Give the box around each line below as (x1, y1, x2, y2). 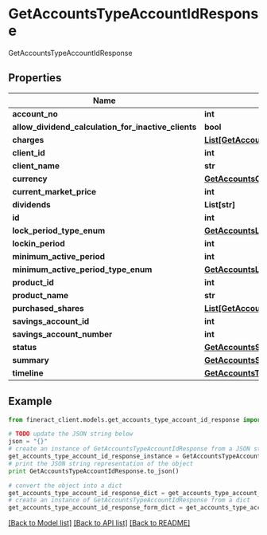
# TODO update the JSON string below (8, 430, 133, 439)
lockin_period (12, 238, 65, 249)
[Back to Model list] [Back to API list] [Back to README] (8, 518, 191, 528)
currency (12, 173, 48, 184)
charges (12, 134, 44, 145)
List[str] (203, 199, 236, 210)
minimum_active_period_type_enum (12, 264, 153, 275)
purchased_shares (12, 302, 85, 313)
